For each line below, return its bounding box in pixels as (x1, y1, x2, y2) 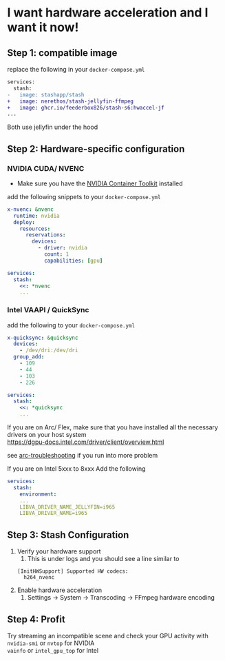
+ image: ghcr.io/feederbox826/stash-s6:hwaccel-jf (7, 104, 165, 111)
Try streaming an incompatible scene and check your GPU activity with (7, 631, 208, 640)
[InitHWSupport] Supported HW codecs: (17, 568, 129, 575)
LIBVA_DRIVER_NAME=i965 (19, 510, 88, 517)
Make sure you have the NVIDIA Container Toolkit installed (17, 179, 184, 187)
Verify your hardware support (17, 547, 101, 556)
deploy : (13, 218, 36, 225)
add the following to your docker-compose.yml (7, 321, 136, 329)
